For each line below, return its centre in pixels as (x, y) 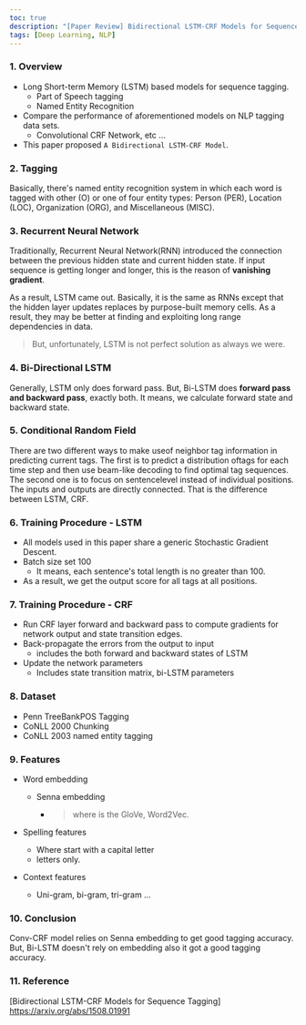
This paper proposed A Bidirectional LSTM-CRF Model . (126, 144)
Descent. (40, 552)
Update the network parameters (83, 663)
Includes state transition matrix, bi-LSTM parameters (135, 673)
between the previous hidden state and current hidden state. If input (138, 261)
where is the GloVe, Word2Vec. (131, 815)
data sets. (41, 125)
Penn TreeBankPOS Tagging (76, 716)
